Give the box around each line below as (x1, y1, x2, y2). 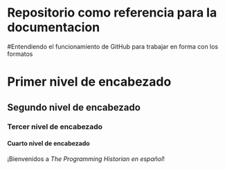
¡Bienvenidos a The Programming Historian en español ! (7, 154, 165, 163)
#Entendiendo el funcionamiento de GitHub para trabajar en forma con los (7, 42, 219, 50)
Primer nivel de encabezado (7, 74, 172, 90)
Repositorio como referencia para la (7, 5, 217, 21)
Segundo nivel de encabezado (7, 102, 141, 113)
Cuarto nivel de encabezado (7, 140, 90, 148)
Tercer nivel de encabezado (7, 122, 102, 132)
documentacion (7, 19, 100, 35)
